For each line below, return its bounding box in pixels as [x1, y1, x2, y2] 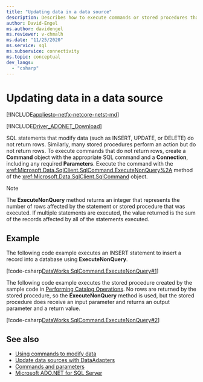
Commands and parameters [14, 363, 85, 370]
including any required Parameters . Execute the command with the [6, 160, 173, 167]
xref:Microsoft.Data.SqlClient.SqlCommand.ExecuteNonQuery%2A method [6, 167, 193, 174]
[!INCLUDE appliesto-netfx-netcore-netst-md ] [6, 111, 120, 118]
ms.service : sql [6, 43, 47, 49]
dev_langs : [6, 59, 34, 65]
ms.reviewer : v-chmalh [6, 31, 63, 37]
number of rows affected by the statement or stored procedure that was [6, 203, 185, 210]
